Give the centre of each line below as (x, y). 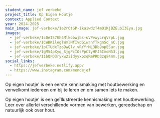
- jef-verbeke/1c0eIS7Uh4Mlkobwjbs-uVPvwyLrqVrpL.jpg (67, 38)
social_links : (20, 61)
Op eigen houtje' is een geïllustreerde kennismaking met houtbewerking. (80, 99)
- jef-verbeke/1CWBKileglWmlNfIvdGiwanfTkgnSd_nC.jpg (67, 42)
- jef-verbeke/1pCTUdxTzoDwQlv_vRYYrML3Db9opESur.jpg (67, 47)
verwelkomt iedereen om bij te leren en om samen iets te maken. (72, 90)
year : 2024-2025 (22, 24)
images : (13, 33)
